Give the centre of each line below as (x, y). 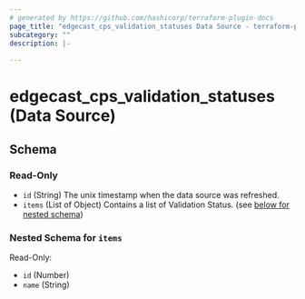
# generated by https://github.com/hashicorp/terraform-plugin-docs (142, 18)
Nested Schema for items (66, 237)
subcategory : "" (40, 35)
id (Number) (46, 275)
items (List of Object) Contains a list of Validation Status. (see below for (156, 204)
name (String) (46, 285)
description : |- (40, 43)
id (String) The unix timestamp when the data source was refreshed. (151, 195)
